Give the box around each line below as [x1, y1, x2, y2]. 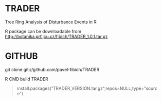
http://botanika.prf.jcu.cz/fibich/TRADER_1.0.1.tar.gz [5, 34, 108, 39]
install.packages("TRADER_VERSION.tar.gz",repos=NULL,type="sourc [17, 85, 158, 91]
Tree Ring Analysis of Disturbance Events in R [5, 19, 97, 25]
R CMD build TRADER [5, 76, 49, 82]
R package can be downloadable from [5, 28, 82, 34]
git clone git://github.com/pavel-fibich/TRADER [5, 67, 100, 72]
